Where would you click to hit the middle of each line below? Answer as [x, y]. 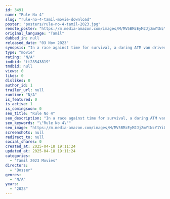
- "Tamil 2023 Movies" [34, 161]
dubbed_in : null [22, 38]
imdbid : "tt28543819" [28, 62]
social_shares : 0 [24, 142]
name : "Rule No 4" [25, 15]
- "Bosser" [21, 170]
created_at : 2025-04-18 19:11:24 [40, 147]
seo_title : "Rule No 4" [30, 114]
